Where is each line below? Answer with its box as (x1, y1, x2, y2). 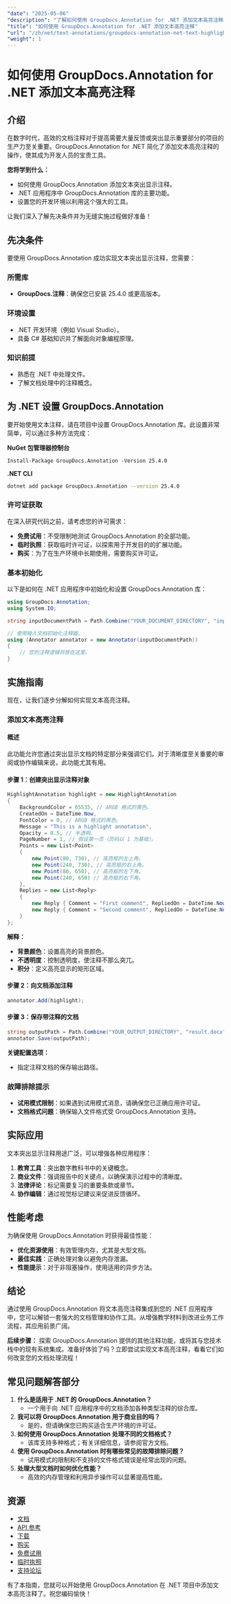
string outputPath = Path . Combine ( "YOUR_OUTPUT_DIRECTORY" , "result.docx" (7, 1028, 226, 1035)
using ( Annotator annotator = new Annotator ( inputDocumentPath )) (7, 636, 198, 643)
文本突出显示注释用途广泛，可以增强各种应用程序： (7, 1149, 152, 1157)
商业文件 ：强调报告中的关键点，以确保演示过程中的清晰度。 (16, 1172, 186, 1180)
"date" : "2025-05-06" (7, 10, 69, 17)
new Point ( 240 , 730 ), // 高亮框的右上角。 (32, 862, 147, 868)
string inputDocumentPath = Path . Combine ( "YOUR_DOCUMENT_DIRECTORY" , (7, 617, 211, 624)
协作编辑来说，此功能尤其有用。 (19, 758, 110, 767)
